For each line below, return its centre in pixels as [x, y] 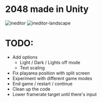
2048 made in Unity [47, 9]
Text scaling [32, 67]
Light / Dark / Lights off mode [50, 62]
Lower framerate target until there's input [54, 94]
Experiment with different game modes [52, 78]
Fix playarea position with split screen [51, 73]
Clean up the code [31, 89]
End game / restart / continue [43, 83]
